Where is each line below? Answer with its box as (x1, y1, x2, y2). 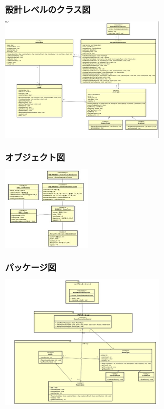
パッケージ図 (5, 262, 57, 273)
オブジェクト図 (5, 152, 65, 163)
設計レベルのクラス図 (5, 4, 91, 16)
